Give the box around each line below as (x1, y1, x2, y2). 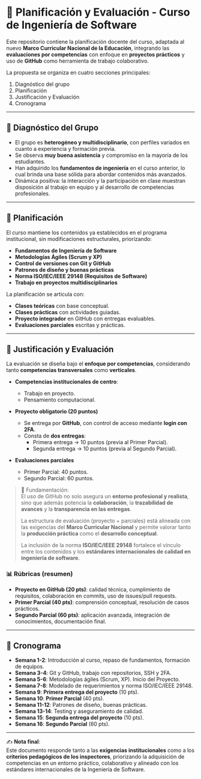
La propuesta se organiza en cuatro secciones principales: (6, 69, 151, 76)
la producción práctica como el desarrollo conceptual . (20, 530, 159, 537)
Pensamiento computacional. (23, 396, 96, 403)
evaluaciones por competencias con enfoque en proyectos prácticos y (6, 50, 185, 58)
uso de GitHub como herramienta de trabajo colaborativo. (6, 57, 150, 64)
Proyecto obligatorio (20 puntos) (14, 408, 99, 415)
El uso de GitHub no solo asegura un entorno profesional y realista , (20, 493, 189, 500)
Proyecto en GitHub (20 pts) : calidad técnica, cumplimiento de (14, 585, 170, 593)
